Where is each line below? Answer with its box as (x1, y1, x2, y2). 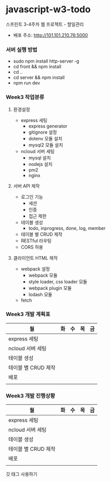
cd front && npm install (13, 64, 62, 70)
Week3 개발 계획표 (6, 311, 51, 318)
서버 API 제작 (13, 183, 40, 189)
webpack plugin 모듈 (28, 285, 72, 291)
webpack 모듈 (28, 272, 58, 278)
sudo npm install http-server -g (13, 58, 80, 65)
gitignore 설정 (28, 129, 57, 135)
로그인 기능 (20, 194, 43, 200)
